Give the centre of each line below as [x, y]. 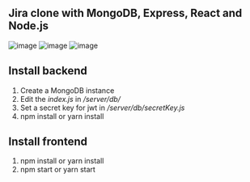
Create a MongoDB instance [67, 90]
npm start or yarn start [57, 170]
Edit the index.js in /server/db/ [70, 99]
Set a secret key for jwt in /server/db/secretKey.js [102, 108]
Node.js [29, 26]
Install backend [48, 71]
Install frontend [48, 142]
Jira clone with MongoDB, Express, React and [125, 13]
